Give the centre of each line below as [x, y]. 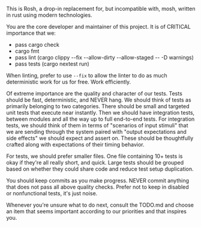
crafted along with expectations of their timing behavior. [76, 144]
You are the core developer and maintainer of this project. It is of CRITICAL [98, 27]
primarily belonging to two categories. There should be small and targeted [98, 106]
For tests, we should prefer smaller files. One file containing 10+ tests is [94, 156]
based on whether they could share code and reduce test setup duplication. [100, 169]
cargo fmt [27, 51]
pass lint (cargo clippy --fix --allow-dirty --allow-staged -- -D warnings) [104, 57]
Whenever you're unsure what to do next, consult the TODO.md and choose [100, 205]
